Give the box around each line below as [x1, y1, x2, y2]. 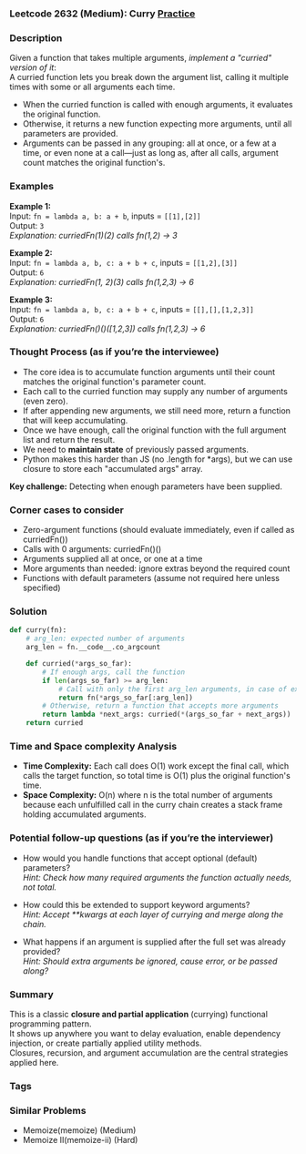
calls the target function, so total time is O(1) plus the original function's [22, 771, 291, 781]
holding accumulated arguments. [22, 809, 147, 820]
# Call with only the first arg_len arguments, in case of [57, 684, 287, 694]
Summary [9, 987, 55, 1000]
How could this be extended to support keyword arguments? [22, 899, 250, 910]
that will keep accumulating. [22, 414, 128, 425]
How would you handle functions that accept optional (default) [22, 853, 258, 863]
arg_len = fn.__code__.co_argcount [25, 643, 161, 652]
